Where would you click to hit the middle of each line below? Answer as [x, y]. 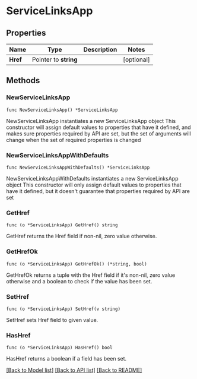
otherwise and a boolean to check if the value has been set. [79, 281]
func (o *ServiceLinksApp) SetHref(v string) [63, 309]
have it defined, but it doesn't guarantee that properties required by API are [98, 191]
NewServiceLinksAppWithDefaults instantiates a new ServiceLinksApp [92, 178]
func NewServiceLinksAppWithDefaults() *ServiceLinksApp [78, 168]
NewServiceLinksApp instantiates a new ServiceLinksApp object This [91, 121]
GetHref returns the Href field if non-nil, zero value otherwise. [82, 236]
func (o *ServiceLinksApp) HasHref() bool [59, 348]
